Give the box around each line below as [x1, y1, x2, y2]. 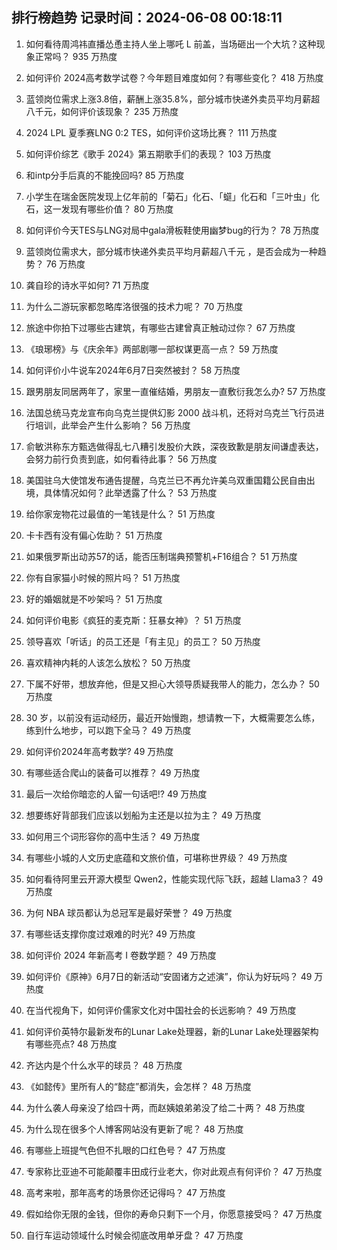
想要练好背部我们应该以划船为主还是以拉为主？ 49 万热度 [25, 809, 262, 821]
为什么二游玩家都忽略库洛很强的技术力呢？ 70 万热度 [25, 300, 244, 312]
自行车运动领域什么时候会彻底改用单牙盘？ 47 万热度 [25, 1229, 244, 1241]
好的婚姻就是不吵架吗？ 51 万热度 [25, 593, 163, 605]
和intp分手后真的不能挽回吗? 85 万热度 [25, 169, 185, 181]
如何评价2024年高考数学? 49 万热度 [25, 745, 174, 757]
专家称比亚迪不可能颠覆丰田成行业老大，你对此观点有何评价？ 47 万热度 [25, 1165, 323, 1177]
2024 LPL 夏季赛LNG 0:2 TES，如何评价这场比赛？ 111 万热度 [25, 126, 278, 138]
